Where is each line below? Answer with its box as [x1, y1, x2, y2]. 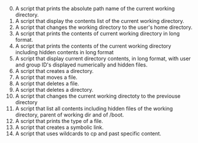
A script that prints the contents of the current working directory [15, 42, 171, 49]
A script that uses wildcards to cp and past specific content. [15, 130, 161, 137]
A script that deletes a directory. [15, 87, 94, 93]
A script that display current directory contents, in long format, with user [15, 55, 191, 62]
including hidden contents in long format [15, 49, 114, 55]
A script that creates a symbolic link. [15, 124, 104, 131]
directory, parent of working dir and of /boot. [15, 111, 124, 118]
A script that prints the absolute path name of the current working [15, 5, 175, 12]
